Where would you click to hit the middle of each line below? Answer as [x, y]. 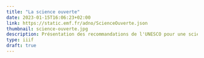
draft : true [21, 46]
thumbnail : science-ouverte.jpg [47, 29]
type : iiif [20, 40]
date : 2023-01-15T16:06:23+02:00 [49, 18]
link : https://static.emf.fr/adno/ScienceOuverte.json [77, 23]
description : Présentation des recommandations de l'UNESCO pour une [96, 34]
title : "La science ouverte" [43, 12]
